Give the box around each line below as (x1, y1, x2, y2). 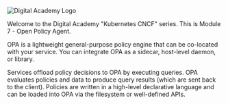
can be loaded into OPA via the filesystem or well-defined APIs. (7, 90, 186, 98)
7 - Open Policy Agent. (7, 27, 71, 35)
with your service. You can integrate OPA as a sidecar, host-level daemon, (7, 48, 216, 56)
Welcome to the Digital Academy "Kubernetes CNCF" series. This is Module (7, 20, 221, 27)
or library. (7, 55, 34, 63)
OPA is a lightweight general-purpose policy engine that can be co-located (7, 40, 218, 48)
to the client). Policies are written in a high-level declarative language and (7, 83, 214, 91)
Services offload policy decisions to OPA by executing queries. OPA (7, 69, 199, 76)
